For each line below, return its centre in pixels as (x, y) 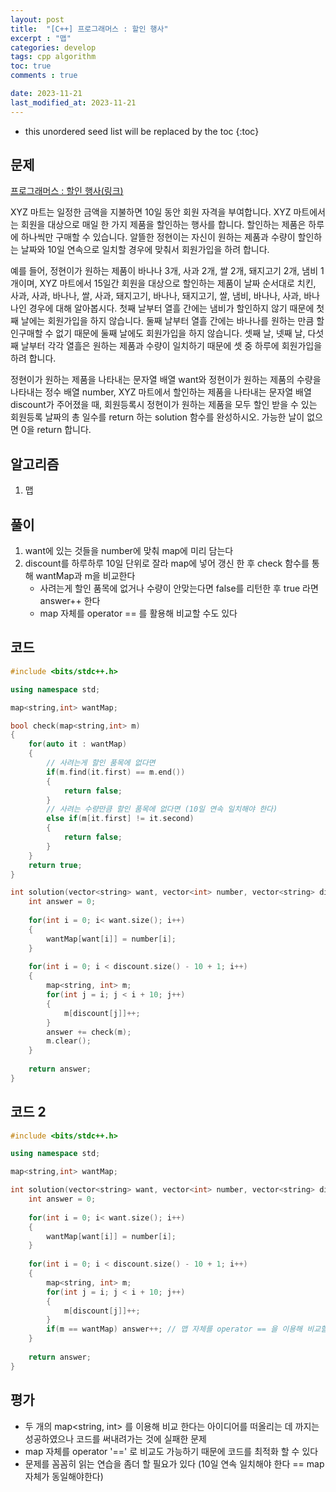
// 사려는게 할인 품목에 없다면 (101, 763)
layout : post (37, 19)
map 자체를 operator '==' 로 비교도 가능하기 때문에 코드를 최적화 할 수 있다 (171, 1451)
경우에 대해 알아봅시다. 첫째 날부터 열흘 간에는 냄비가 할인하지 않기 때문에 (171, 308)
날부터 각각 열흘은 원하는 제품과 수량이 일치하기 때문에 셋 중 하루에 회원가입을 (171, 346)
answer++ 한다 (70, 601)
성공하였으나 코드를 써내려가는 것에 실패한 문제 (115, 1438)
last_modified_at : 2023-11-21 (73, 102)
